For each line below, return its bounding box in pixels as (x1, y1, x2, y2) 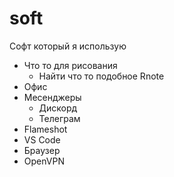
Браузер (23, 144, 61, 156)
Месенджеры (23, 91, 82, 103)
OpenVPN (23, 155, 65, 167)
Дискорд (38, 102, 78, 114)
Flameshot (23, 123, 68, 135)
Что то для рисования (23, 59, 118, 71)
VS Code (23, 133, 61, 146)
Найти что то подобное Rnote (38, 70, 165, 82)
